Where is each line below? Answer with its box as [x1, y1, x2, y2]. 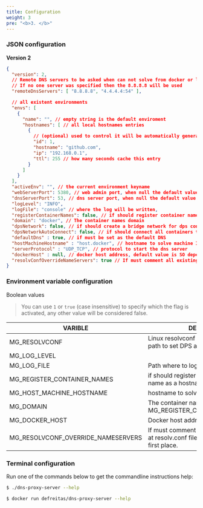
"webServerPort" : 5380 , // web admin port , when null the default [11, 189, 182, 196]
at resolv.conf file [147, 433, 198, 442]
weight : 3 [6, 15, 31, 21]
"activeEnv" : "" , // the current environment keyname [11, 184, 150, 190]
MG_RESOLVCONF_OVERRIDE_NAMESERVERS [9, 433, 143, 442]
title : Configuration [6, 8, 61, 15]
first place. [147, 441, 178, 449]
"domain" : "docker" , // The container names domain [11, 218, 145, 224]
